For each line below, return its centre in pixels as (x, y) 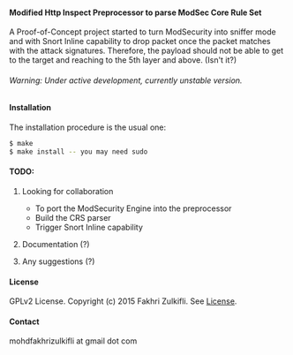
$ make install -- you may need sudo (79, 151)
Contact (24, 321)
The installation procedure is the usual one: (88, 127)
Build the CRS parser (73, 217)
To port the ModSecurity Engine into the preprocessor (133, 208)
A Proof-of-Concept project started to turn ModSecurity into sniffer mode (143, 32)
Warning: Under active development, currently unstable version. (126, 80)
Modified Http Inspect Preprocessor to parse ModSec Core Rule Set (135, 12)
